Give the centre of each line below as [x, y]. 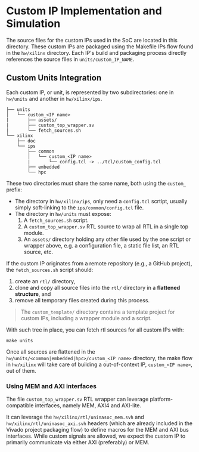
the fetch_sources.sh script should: [50, 270]
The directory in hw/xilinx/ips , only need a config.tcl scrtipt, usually [101, 201]
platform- [161, 399]
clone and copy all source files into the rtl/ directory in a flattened [97, 287]
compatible [20, 405]
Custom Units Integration [54, 78]
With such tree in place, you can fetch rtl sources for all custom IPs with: [95, 330]
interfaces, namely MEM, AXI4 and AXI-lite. [88, 405]
